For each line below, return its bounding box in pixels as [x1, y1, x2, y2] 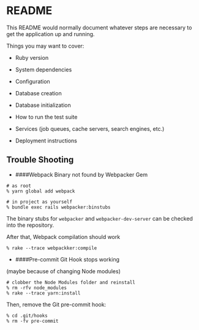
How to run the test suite [15, 113, 78, 120]
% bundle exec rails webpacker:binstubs [6, 204, 111, 210]
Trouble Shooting [6, 155, 74, 165]
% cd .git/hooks [6, 312, 48, 318]
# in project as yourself [6, 199, 72, 205]
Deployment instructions [15, 137, 78, 144]
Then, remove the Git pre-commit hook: [6, 301, 107, 308]
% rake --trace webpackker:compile [6, 245, 97, 251]
